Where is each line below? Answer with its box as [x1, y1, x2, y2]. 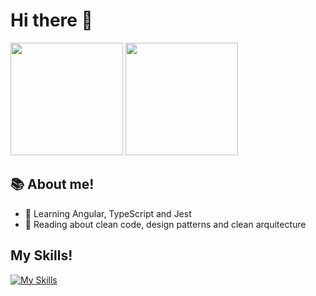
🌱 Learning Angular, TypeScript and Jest [24, 207, 192, 219]
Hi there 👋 [10, 9, 93, 32]
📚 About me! [10, 176, 95, 193]
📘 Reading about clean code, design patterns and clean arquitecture [24, 218, 307, 230]
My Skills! [10, 247, 73, 264]
